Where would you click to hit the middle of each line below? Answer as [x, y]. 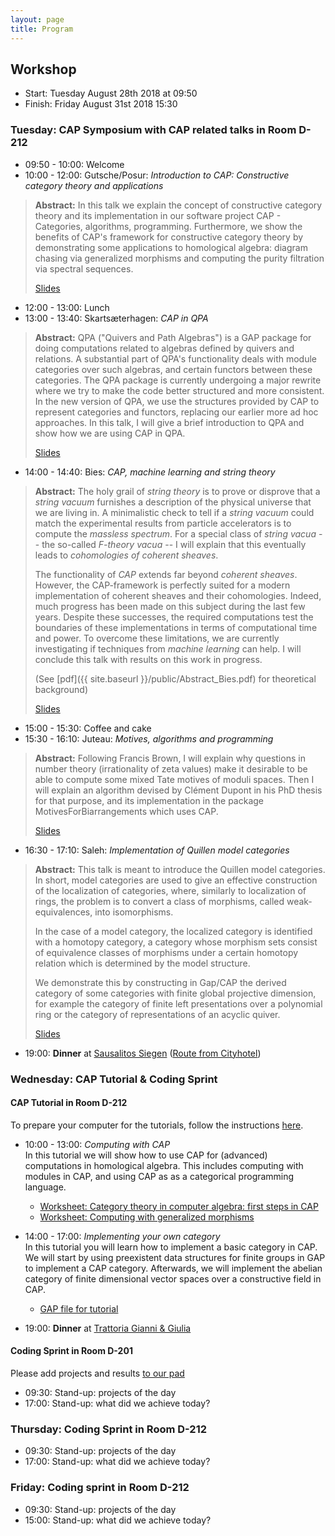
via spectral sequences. [84, 268]
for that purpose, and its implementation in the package [149, 800]
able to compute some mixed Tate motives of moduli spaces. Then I [174, 779]
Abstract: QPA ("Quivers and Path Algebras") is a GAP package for [173, 337]
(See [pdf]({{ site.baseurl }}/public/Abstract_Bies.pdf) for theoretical [175, 678]
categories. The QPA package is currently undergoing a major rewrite [178, 380]
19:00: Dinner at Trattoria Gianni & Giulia [108, 1328]
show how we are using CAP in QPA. [110, 433]
